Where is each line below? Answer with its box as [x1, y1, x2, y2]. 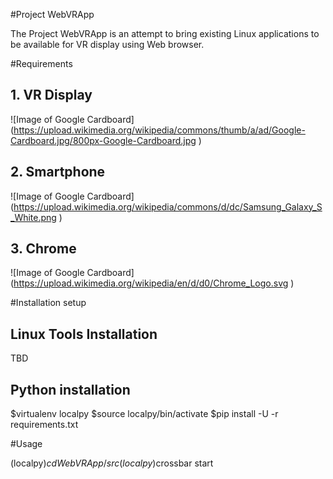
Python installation [10, 381, 131, 398]
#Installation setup [10, 297, 87, 309]
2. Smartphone [10, 164, 106, 181]
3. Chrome [10, 240, 77, 258]
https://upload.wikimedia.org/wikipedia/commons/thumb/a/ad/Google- [13, 124, 306, 136]
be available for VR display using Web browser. [10, 39, 205, 50]
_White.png [10, 211, 57, 223]
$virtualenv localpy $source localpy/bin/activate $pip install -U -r [10, 408, 279, 420]
